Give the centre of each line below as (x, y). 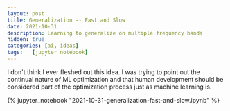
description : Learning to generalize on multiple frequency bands (105, 33)
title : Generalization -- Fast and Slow (67, 20)
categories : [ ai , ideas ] (43, 46)
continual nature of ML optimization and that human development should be (115, 79)
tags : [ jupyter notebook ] (48, 53)
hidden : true (26, 40)
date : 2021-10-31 (32, 26)
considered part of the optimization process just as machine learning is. (109, 87)
